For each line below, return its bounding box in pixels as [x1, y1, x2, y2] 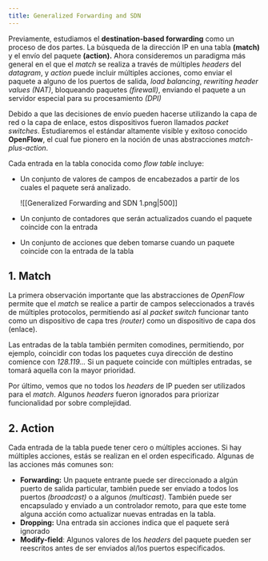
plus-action [8, 143, 46, 152]
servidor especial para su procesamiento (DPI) [8, 93, 162, 103]
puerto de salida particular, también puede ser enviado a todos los [19, 484, 238, 494]
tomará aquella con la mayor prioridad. [8, 365, 136, 375]
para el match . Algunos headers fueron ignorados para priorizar [8, 389, 220, 399]
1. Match [8, 269, 52, 283]
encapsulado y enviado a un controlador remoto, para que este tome [19, 501, 246, 511]
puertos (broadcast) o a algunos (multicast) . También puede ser [19, 492, 232, 502]
